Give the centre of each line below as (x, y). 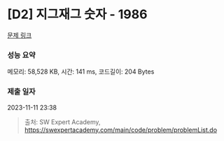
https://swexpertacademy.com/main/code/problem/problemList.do (121, 130)
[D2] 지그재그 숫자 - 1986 (77, 14)
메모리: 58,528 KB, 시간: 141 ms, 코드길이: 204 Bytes (81, 72)
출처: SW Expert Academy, (62, 122)
